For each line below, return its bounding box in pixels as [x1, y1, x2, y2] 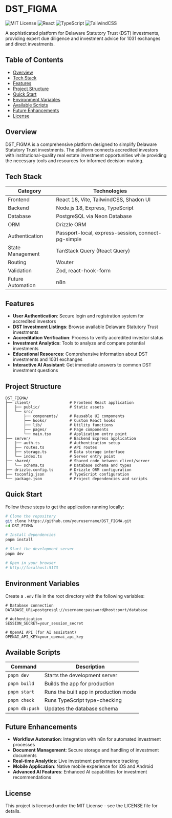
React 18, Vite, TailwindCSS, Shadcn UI [56, 196, 151, 203]
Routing [8, 259, 27, 266]
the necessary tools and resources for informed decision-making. [5, 157, 144, 164]
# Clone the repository [5, 513, 56, 519]
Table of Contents [5, 56, 64, 64]
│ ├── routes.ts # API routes [5, 445, 97, 450]
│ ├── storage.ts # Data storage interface [5, 449, 125, 455]
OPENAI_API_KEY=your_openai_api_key [5, 634, 83, 639]
